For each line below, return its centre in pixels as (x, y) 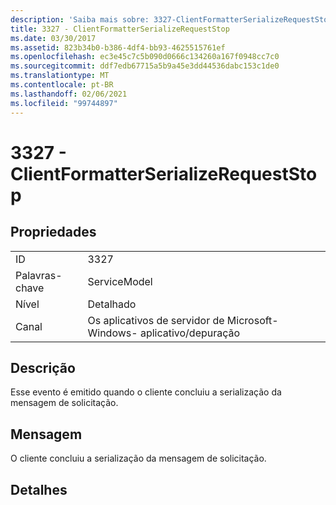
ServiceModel (120, 281)
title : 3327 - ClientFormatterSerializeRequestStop (120, 29)
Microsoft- (252, 320)
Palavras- (39, 275)
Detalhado (112, 304)
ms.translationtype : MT (60, 76)
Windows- (112, 333)
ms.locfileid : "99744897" (64, 103)
